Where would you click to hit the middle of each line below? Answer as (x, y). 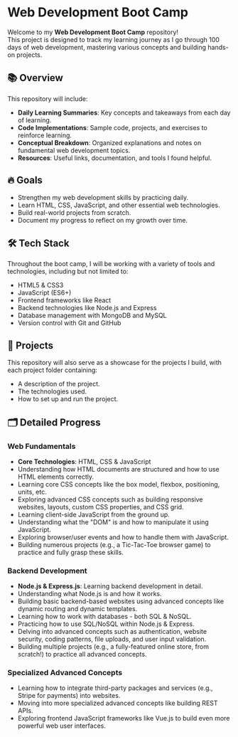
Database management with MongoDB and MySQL (92, 316)
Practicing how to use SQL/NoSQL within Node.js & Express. (106, 624)
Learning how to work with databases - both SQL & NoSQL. (104, 617)
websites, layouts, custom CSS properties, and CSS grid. (101, 507)
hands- (218, 47)
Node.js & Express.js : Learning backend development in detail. (110, 586)
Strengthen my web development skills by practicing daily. (103, 197)
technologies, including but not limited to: (68, 272)
